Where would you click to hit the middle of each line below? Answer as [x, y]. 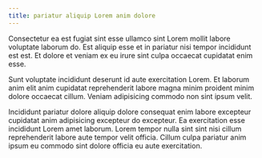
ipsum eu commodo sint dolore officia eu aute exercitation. [105, 145]
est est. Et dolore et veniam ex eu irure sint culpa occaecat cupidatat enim [131, 55]
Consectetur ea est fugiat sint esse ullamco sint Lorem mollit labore [119, 38]
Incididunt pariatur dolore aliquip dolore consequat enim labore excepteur [130, 112]
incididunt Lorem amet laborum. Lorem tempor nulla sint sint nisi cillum [125, 128]
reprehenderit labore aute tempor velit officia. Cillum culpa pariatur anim [127, 137]
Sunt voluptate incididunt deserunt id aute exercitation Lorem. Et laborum [129, 79]
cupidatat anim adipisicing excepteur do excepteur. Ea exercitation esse [127, 120]
